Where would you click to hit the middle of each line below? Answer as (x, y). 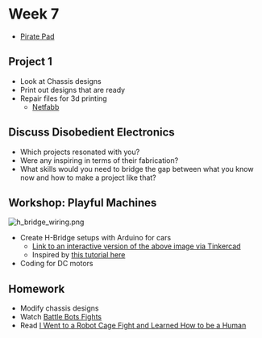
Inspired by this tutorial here (79, 255)
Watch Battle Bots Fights (61, 317)
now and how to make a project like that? (88, 177)
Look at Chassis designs (61, 81)
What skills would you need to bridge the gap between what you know (137, 169)
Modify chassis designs (59, 308)
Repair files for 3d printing (63, 98)
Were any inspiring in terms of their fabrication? (99, 160)
